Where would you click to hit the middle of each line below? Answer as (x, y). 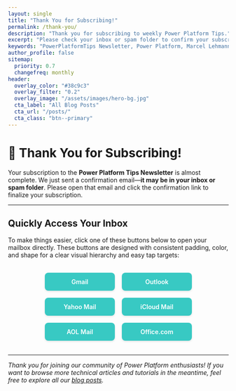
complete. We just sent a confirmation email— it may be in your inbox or (112, 180)
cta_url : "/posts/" (43, 112)
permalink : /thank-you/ (43, 27)
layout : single (30, 14)
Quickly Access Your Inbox (68, 223)
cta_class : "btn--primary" (54, 118)
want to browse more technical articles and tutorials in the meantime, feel (114, 373)
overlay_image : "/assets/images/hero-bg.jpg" (82, 99)
